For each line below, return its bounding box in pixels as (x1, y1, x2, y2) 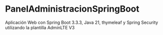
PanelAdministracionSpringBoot (5, 3, 140, 15)
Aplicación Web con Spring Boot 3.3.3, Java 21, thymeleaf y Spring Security (5, 19, 159, 25)
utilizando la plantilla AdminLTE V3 (5, 24, 75, 30)
